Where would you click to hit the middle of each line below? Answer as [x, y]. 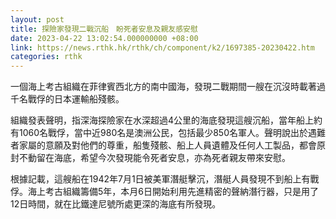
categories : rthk [46, 57]
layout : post [37, 19]
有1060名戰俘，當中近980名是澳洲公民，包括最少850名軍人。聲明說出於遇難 [168, 133]
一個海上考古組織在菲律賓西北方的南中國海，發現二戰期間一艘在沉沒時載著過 [168, 87]
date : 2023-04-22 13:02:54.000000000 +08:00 [104, 38]
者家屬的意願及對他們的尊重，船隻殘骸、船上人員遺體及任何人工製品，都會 [163, 145]
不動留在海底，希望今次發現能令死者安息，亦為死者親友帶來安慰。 [154, 158]
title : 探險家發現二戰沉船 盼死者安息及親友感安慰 [104, 29]
